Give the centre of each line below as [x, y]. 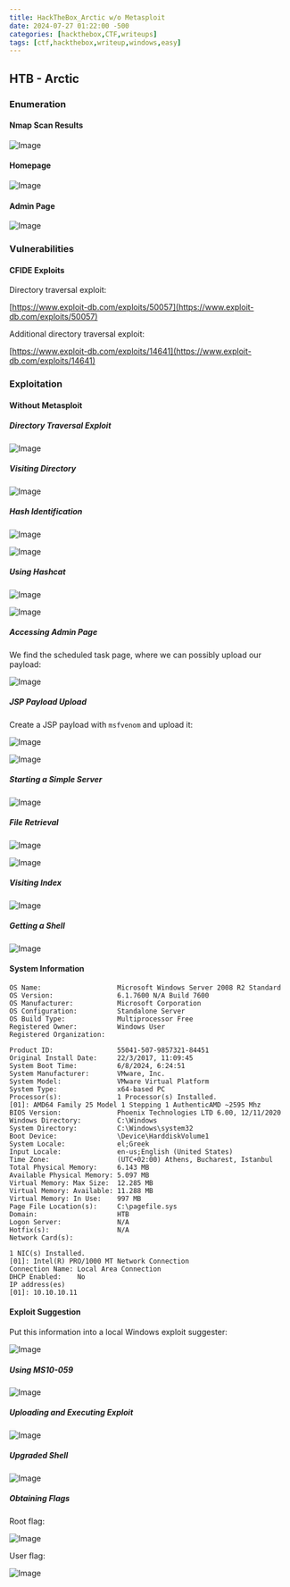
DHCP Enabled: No [48, 1277]
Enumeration [38, 104]
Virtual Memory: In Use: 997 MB [75, 1199]
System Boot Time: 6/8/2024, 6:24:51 [97, 1065]
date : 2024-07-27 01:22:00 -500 [69, 26]
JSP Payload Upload [48, 702]
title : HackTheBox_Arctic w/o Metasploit [87, 17]
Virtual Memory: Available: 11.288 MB [81, 1190]
